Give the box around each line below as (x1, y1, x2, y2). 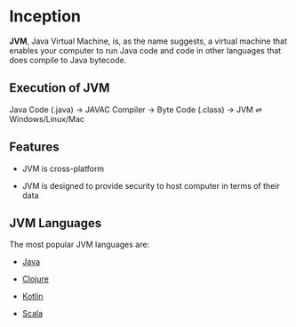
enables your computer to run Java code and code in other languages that (9, 45, 282, 55)
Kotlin (21, 291, 44, 302)
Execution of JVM (9, 80, 110, 95)
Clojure (21, 274, 49, 284)
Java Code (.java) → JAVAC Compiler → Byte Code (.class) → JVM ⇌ (9, 104, 262, 115)
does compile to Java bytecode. (9, 54, 127, 65)
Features (9, 140, 60, 155)
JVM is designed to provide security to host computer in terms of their (21, 180, 280, 191)
